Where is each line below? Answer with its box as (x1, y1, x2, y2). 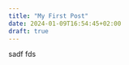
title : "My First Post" (8, 11, 89, 20)
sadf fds (8, 50, 37, 59)
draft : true (8, 27, 49, 35)
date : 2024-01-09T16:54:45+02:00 (8, 19, 122, 28)
